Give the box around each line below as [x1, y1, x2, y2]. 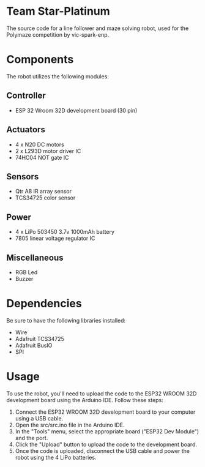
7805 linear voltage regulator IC [15, 234, 95, 242]
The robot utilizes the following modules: [6, 72, 109, 80]
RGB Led [15, 268, 38, 276]
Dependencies [6, 297, 82, 310]
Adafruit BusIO [15, 342, 53, 349]
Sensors [6, 171, 39, 182]
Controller [6, 91, 46, 101]
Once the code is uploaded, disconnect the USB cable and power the [15, 447, 190, 454]
